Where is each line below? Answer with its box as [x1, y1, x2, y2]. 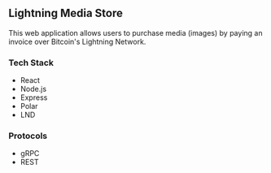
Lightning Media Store [8, 6, 124, 20]
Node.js [20, 84, 47, 94]
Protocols [8, 130, 48, 141]
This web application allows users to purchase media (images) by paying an [8, 28, 263, 37]
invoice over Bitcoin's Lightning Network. [8, 37, 146, 46]
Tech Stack [8, 57, 55, 68]
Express [20, 93, 48, 102]
